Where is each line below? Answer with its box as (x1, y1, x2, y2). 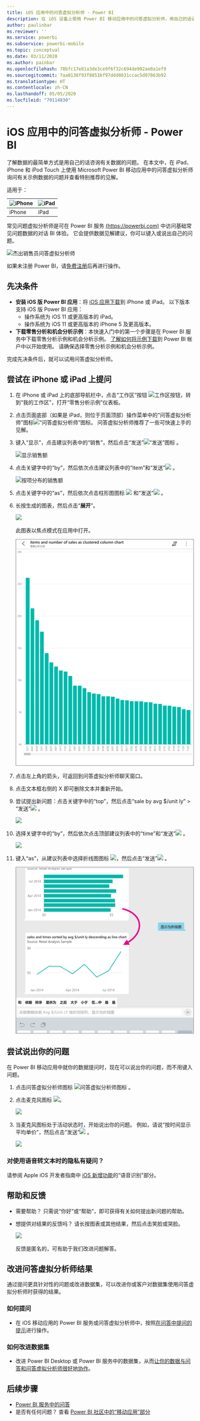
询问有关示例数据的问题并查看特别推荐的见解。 (7, 173, 121, 180)
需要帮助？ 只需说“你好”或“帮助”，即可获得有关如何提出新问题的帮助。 (15, 1207, 188, 1214)
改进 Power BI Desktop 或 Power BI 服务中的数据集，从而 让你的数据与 (15, 1357, 186, 1365)
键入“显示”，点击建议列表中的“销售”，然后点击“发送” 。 (15, 439, 182, 446)
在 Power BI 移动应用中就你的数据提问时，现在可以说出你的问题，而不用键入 (7, 1063, 193, 1071)
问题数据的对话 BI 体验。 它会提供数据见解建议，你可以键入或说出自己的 (11, 230, 188, 237)
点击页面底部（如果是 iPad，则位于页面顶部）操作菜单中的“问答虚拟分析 (15, 411, 192, 418)
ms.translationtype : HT (7, 78, 66, 84)
